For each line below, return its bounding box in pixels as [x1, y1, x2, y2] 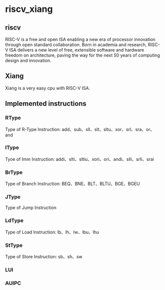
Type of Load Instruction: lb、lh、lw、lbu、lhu [5, 229, 99, 235]
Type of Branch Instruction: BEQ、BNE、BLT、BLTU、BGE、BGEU [5, 181, 140, 187]
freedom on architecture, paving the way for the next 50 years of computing [5, 52, 160, 58]
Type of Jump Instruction [5, 205, 57, 211]
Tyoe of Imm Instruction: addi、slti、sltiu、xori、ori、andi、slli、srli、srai [5, 156, 154, 162]
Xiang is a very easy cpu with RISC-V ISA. [5, 85, 90, 91]
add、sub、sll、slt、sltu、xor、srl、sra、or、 [61, 126, 155, 132]
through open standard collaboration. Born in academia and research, [5, 42, 147, 48]
